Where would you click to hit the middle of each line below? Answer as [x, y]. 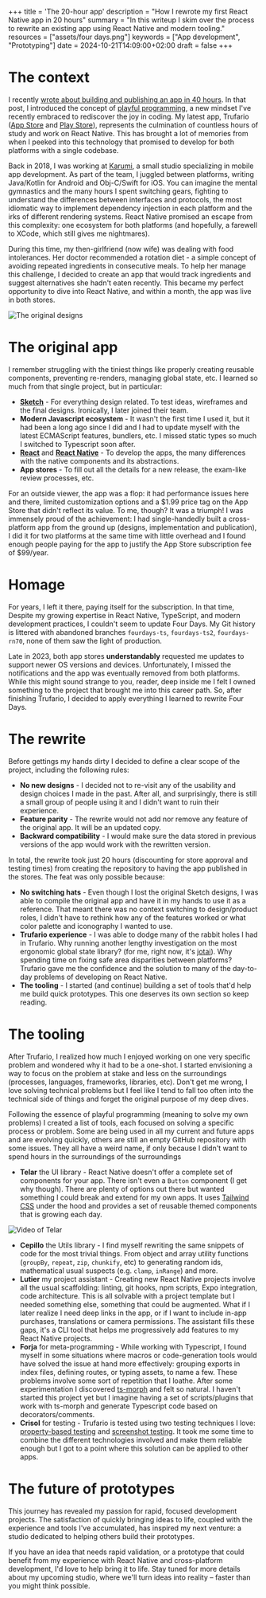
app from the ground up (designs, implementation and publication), [147, 527]
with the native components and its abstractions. [99, 460]
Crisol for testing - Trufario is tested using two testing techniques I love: [137, 1423]
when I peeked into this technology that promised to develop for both [121, 142]
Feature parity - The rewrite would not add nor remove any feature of [134, 819]
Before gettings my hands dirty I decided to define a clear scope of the [124, 761]
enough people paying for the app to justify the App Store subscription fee [130, 544]
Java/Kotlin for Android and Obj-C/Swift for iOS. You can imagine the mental [133, 182]
